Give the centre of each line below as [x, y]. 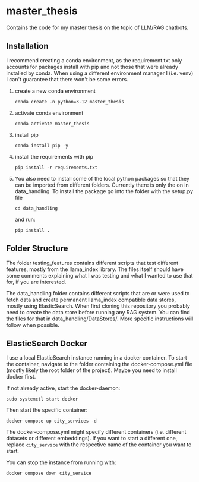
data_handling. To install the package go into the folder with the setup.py [104, 191]
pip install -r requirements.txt [56, 168]
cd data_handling [36, 208]
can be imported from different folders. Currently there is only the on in [102, 185]
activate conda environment [49, 113]
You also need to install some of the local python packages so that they [102, 178]
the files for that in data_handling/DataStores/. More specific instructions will [100, 319]
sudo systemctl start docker [42, 399]
